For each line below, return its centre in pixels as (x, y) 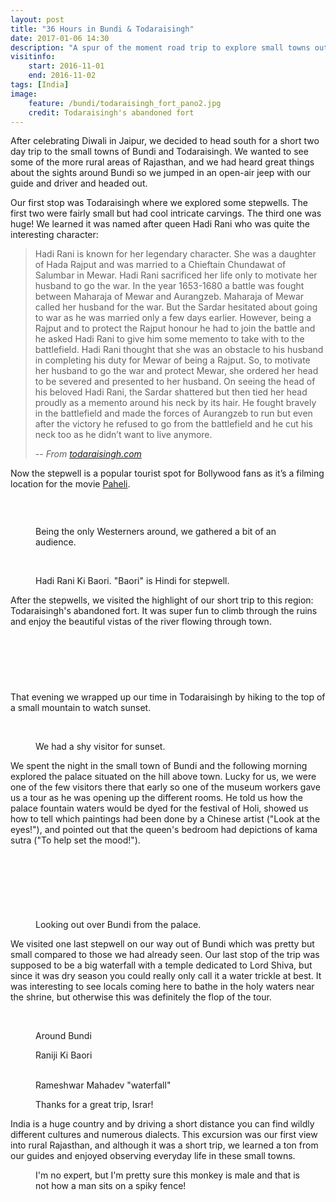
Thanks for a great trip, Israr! (94, 1105)
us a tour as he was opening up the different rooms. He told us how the (156, 798)
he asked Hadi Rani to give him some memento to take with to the (169, 339)
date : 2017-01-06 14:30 (60, 38)
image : (24, 94)
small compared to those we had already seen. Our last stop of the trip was (165, 955)
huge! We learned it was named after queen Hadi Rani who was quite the (160, 224)
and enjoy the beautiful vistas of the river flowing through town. (141, 622)
